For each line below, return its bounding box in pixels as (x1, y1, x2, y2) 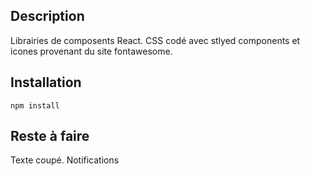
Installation (10, 74, 82, 91)
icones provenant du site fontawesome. (10, 45, 173, 57)
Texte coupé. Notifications (10, 154, 120, 166)
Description (10, 8, 85, 25)
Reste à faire (10, 128, 90, 145)
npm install (10, 100, 60, 111)
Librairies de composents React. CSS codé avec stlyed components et (10, 34, 301, 46)
